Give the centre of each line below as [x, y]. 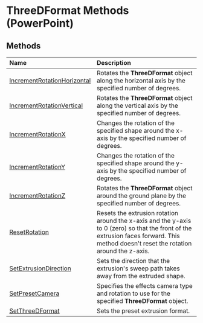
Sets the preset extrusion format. [143, 311]
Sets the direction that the [133, 261]
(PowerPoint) [40, 23]
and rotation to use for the [134, 293]
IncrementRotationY [37, 167]
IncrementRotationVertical [46, 105]
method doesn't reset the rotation [144, 243]
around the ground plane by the [141, 196]
